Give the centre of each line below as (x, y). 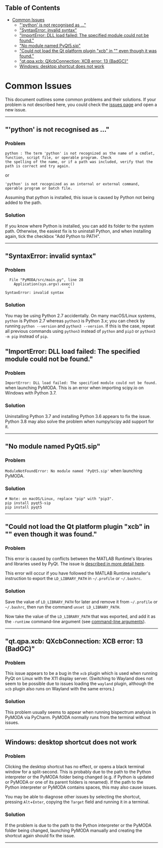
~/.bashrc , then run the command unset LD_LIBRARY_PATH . (63, 607)
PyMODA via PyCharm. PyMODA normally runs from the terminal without (78, 717)
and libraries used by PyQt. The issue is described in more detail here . (75, 564)
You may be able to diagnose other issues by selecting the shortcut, (73, 797)
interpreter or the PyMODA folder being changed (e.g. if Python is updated (80, 777)
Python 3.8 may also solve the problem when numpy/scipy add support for (80, 421)
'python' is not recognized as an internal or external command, (72, 184)
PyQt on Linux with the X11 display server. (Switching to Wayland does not (79, 679)
